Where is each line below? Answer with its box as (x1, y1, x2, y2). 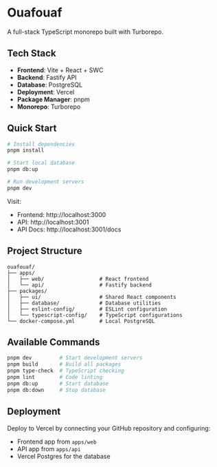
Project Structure (7, 245, 82, 257)
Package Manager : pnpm (16, 95, 91, 103)
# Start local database (7, 160, 76, 167)
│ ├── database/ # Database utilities (7, 300, 161, 307)
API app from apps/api (16, 444, 81, 453)
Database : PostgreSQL (16, 81, 83, 89)
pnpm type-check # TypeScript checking (7, 367, 125, 375)
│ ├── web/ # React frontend (7, 276, 149, 282)
